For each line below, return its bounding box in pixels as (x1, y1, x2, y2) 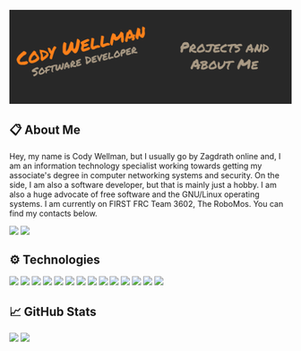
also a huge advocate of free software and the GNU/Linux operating (9, 189, 260, 200)
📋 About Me (9, 123, 81, 138)
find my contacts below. (9, 208, 98, 218)
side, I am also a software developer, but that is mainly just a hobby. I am (9, 179, 278, 190)
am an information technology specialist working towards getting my (9, 160, 262, 171)
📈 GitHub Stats (9, 304, 97, 319)
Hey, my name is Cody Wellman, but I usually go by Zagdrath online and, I (9, 150, 281, 161)
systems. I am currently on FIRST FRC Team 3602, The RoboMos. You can (9, 198, 284, 209)
